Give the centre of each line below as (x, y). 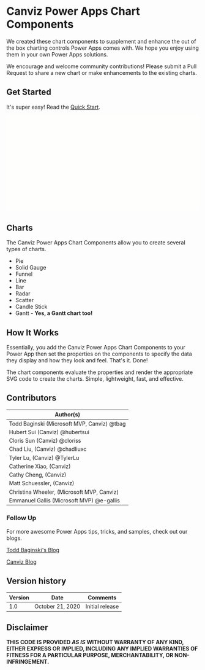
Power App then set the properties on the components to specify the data (99, 354)
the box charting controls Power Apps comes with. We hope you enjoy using (102, 48)
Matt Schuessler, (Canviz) (42, 483)
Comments (102, 598)
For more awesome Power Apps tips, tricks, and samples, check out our (97, 531)
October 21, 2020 (58, 607)
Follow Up (21, 518)
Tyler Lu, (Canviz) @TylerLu (44, 458)
